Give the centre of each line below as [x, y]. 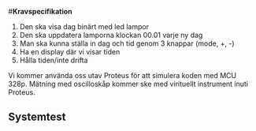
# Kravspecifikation [40, 11]
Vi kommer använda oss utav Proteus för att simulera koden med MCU [122, 75]
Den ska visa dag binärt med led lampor [84, 26]
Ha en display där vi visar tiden [70, 52]
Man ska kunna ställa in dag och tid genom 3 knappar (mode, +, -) [127, 43]
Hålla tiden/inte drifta [54, 60]
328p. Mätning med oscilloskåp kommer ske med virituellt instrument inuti [128, 84]
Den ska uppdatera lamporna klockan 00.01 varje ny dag [111, 35]
